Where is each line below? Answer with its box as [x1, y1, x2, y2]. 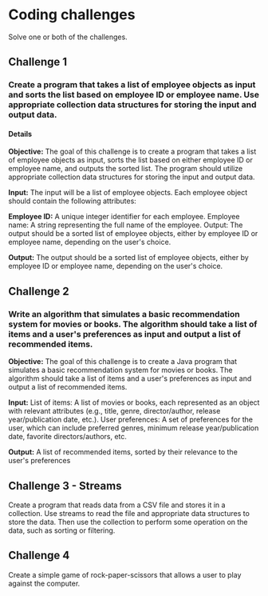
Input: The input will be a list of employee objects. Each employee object [8, 188, 248, 198]
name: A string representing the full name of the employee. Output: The [8, 220, 243, 230]
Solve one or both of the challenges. [8, 32, 128, 42]
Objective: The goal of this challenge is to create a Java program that [8, 357, 238, 366]
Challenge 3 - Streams [8, 478, 122, 493]
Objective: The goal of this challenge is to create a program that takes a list [8, 146, 257, 157]
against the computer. [8, 578, 81, 588]
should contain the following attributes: [8, 196, 137, 206]
